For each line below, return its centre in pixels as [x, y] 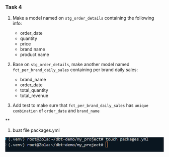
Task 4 [14, 7]
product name [34, 55]
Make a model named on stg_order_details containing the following [83, 18]
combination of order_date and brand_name [56, 111]
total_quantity [34, 90]
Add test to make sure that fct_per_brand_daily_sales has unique [80, 106]
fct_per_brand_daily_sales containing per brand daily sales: [75, 70]
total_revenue [34, 96]
